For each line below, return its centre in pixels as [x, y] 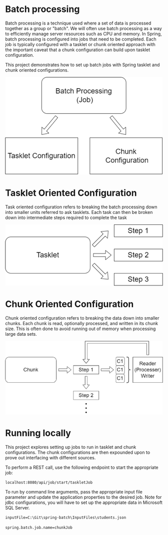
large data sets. [21, 334]
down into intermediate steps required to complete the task [66, 217]
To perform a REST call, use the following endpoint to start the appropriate [82, 467]
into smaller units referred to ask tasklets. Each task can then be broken [79, 212]
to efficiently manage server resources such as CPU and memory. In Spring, [83, 34]
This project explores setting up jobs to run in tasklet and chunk [71, 447]
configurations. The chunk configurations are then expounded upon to [78, 452]
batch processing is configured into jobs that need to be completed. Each [81, 39]
